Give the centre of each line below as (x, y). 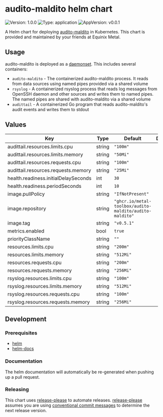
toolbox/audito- (133, 206)
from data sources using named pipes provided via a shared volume (80, 83)
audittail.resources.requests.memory (49, 170)
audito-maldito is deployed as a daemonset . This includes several (71, 64)
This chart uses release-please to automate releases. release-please (74, 400)
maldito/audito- (133, 211)
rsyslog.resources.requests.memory (49, 302)
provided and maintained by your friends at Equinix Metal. (63, 37)
